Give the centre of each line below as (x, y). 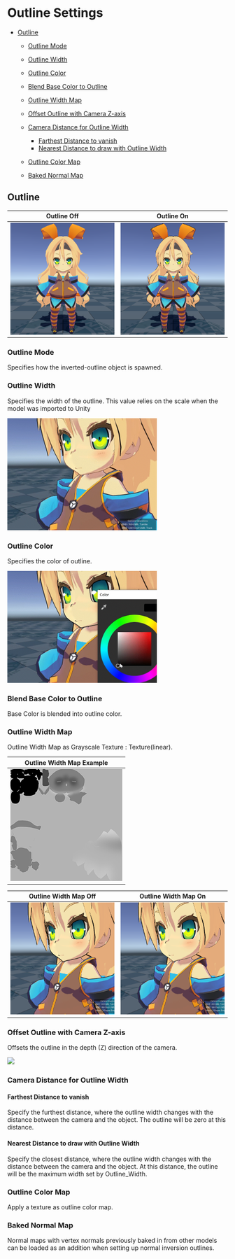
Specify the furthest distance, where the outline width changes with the (111, 1112)
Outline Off (62, 216)
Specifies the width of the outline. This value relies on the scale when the (113, 401)
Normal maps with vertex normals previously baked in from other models (112, 1241)
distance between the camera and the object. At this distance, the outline (113, 1166)
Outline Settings (55, 13)
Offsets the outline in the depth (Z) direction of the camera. (92, 1048)
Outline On (172, 216)
